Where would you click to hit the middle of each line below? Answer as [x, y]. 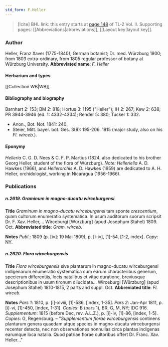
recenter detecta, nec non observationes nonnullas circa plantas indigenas [82, 329]
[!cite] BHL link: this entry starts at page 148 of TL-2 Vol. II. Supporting [90, 24]
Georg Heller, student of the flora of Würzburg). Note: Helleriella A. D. [77, 163]
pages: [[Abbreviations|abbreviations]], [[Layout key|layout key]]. [85, 29]
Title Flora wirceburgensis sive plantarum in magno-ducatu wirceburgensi [82, 266]
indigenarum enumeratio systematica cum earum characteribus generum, [81, 272]
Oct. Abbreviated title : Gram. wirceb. [44, 227]
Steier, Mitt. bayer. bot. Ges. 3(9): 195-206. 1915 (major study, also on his [88, 130]
